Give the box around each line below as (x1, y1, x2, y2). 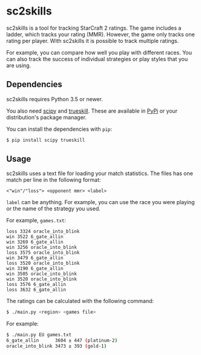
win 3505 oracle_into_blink (6, 271, 77, 277)
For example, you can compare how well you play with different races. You (6, 48, 193, 56)
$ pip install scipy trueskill (6, 137, 85, 143)
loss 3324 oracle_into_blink (6, 228, 80, 234)
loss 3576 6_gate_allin (6, 282, 67, 288)
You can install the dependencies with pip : (6, 125, 113, 133)
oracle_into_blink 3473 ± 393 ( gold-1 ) (6, 343, 107, 350)
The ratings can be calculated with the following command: (6, 297, 154, 305)
